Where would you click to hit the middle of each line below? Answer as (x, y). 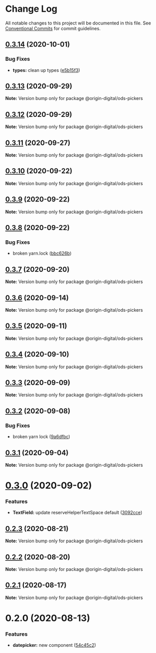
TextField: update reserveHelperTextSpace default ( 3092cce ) (77, 513)
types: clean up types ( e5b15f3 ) (46, 70)
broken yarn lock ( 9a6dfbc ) (41, 437)
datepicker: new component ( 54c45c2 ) (54, 645)
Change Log (31, 9)
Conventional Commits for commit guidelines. (53, 28)
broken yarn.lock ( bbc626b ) (42, 254)
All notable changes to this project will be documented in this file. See (78, 23)
